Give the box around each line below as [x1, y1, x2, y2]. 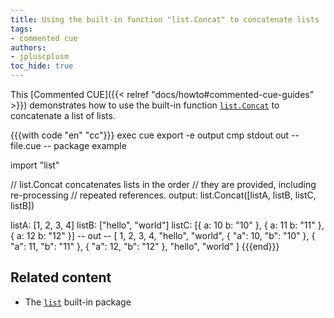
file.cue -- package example [10, 140, 127, 151]
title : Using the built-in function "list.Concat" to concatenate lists [10, 14, 320, 25]
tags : [10, 24, 33, 34]
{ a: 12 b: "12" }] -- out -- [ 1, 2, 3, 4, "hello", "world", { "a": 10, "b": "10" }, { [10, 230, 316, 241]
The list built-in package [24, 296, 132, 308]
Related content [10, 269, 112, 286]
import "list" [10, 159, 60, 171]
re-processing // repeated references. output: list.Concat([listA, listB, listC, [10, 189, 317, 201]
